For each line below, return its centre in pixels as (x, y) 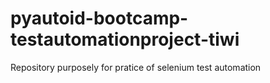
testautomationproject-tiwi (125, 39)
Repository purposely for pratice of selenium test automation (136, 67)
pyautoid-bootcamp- (99, 18)
